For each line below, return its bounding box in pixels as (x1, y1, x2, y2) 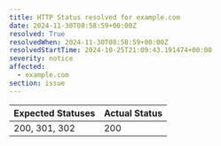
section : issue (9, 79, 66, 88)
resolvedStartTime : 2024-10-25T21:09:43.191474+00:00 (9, 46, 213, 55)
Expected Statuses (13, 107, 96, 119)
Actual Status (103, 107, 162, 119)
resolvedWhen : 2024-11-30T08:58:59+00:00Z (9, 37, 169, 47)
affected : (9, 63, 46, 72)
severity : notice (9, 54, 74, 63)
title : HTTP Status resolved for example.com (9, 12, 180, 22)
